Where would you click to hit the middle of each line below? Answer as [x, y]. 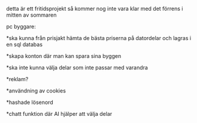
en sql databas [25, 44]
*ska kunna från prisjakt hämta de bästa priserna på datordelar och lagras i [99, 38]
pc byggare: [21, 27]
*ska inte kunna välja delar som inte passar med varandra [77, 67]
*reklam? [17, 79]
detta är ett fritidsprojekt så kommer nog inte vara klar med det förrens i [95, 9]
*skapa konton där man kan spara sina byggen [64, 56]
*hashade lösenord [30, 102]
